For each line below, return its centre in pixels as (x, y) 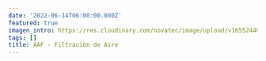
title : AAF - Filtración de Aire (63, 45)
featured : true (33, 23)
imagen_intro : (32, 30)
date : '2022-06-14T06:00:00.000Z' (65, 15)
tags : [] (23, 38)
